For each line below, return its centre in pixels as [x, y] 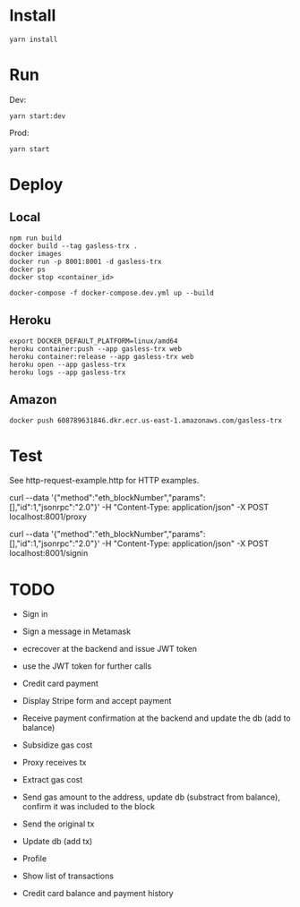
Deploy [36, 185]
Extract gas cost [52, 780]
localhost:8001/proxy [48, 517]
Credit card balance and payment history [98, 894]
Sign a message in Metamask [77, 631]
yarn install [34, 39]
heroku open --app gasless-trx [68, 364]
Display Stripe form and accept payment [97, 701]
